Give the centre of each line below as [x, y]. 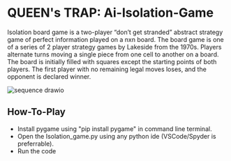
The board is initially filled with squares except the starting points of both [112, 61]
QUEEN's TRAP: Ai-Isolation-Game [111, 13]
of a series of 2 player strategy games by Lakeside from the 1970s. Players [114, 47]
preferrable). [36, 144]
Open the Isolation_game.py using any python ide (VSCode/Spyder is [117, 136]
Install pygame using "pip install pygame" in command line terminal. [114, 129]
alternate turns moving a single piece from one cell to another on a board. [113, 54]
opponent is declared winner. [49, 76]
